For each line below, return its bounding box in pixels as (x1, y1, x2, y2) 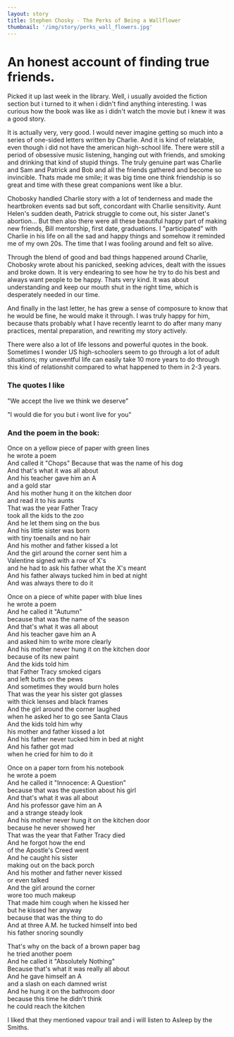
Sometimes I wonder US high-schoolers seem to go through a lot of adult (7, 348, 220, 356)
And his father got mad (7, 742, 74, 751)
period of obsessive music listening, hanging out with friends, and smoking (7, 151, 226, 159)
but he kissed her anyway (7, 906, 82, 914)
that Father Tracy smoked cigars (7, 667, 101, 676)
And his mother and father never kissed (7, 868, 122, 877)
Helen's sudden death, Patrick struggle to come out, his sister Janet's (7, 210, 210, 218)
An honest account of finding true (7, 54, 210, 70)
